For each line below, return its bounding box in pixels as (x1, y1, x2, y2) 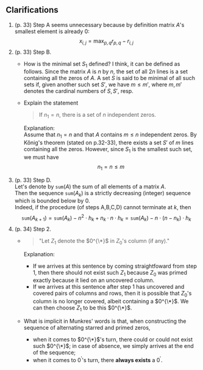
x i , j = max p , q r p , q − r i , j (79, 37, 134, 46)
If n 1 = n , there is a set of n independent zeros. (38, 111, 157, 120)
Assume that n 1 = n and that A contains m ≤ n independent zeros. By (23, 131, 198, 139)
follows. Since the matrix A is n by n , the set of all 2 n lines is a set (23, 68, 188, 75)
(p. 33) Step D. (14, 176, 52, 183)
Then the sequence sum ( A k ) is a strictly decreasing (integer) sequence (14, 189, 191, 198)
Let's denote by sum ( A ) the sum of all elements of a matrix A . (14, 183, 166, 190)
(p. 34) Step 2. (14, 225, 51, 232)
